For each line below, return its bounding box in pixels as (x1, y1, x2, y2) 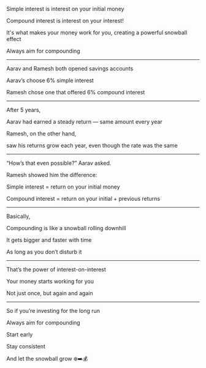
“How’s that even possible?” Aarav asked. (6, 159, 112, 167)
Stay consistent (6, 343, 46, 350)
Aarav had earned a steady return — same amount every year (6, 118, 162, 125)
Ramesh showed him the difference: (6, 171, 97, 178)
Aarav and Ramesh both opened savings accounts (6, 65, 134, 72)
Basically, (6, 212, 31, 220)
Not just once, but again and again (6, 290, 93, 296)
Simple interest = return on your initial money (6, 183, 121, 190)
